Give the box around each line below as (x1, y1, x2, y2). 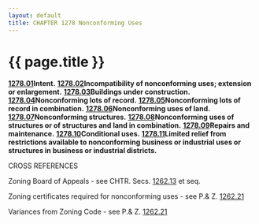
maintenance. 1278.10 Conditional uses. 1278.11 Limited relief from (8, 129, 227, 139)
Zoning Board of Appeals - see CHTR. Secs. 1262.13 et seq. (8, 177, 201, 186)
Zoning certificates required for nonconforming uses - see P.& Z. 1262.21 (8, 192, 245, 201)
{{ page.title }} (8, 53, 105, 71)
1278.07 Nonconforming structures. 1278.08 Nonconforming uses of (8, 112, 235, 122)
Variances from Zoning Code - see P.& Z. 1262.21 (8, 207, 168, 217)
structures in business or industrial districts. (8, 146, 157, 155)
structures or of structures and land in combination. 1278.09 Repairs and (8, 121, 250, 130)
